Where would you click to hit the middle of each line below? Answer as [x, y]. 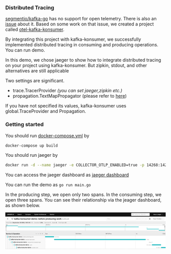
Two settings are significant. [35, 81]
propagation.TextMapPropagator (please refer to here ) [70, 96]
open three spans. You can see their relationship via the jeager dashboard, [83, 200]
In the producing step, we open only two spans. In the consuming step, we [83, 194]
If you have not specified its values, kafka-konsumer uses [66, 106]
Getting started [25, 125]
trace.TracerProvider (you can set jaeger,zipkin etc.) [67, 91]
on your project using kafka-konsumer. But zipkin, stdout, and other [76, 66]
